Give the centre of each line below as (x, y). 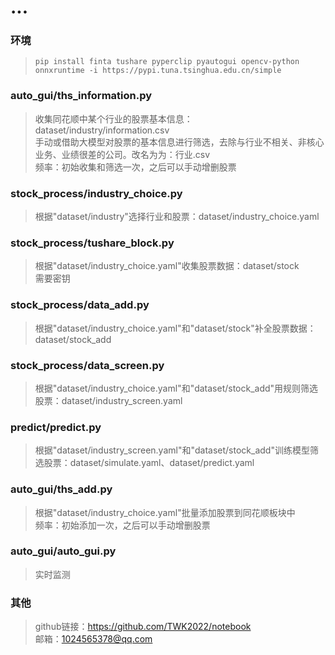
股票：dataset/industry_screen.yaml (108, 400)
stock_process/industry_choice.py (96, 193)
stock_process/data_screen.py (87, 365)
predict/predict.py (56, 427)
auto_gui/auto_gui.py (63, 551)
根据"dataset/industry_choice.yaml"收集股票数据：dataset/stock (167, 266)
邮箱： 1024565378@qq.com (93, 639)
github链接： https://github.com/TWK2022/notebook (143, 627)
